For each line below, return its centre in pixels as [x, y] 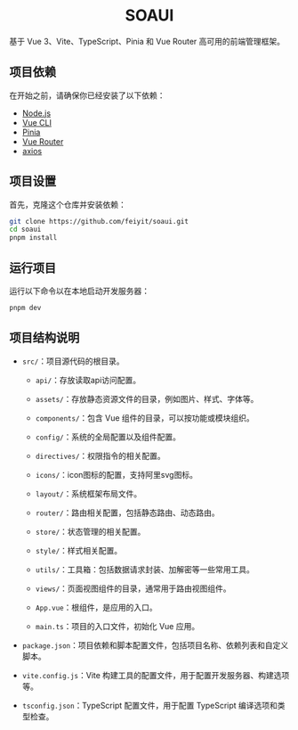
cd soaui [25, 230]
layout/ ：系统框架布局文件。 [89, 493]
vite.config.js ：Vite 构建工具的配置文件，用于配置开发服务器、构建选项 [156, 675]
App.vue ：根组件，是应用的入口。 [96, 607]
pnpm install [33, 238]
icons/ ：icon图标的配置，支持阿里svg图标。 [117, 474]
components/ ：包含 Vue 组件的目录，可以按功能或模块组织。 [145, 418]
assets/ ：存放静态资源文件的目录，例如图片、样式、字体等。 [147, 398]
